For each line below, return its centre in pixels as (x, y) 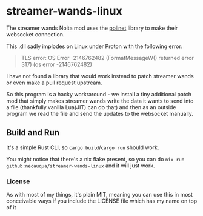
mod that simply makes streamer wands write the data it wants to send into (100, 101)
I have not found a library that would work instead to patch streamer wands (100, 76)
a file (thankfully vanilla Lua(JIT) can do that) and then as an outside (91, 107)
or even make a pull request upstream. (54, 83)
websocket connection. (35, 34)
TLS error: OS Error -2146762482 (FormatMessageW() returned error (107, 58)
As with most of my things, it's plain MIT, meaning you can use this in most (99, 195)
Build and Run (33, 133)
